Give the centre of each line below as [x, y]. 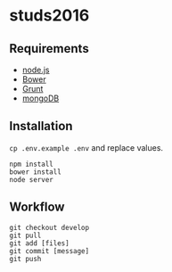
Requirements [49, 49]
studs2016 [49, 16]
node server [31, 179]
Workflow [37, 207]
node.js [36, 70]
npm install [31, 164]
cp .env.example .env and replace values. [86, 147]
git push [25, 259]
